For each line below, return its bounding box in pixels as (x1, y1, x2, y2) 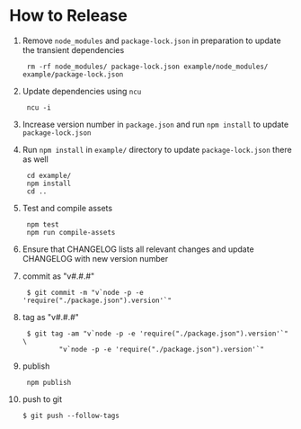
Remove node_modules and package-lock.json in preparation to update (22, 35, 281, 46)
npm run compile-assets (26, 228, 116, 237)
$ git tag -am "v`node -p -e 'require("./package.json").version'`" (26, 329, 289, 338)
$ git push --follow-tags (22, 411, 120, 420)
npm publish (26, 378, 72, 387)
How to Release (9, 5, 128, 26)
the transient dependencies (22, 44, 125, 55)
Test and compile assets (22, 202, 113, 213)
